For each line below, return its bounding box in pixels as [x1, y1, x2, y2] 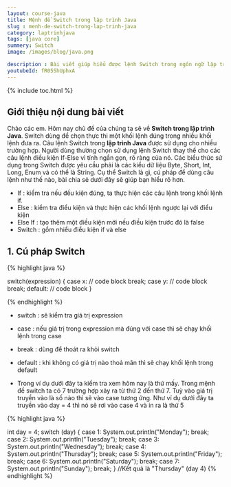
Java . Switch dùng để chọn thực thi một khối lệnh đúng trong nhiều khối [7, 132, 212, 140]
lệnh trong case [16, 332, 62, 340]
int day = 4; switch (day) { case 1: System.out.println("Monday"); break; [7, 428, 210, 436]
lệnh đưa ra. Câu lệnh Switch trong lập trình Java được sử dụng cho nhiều [7, 139, 217, 147]
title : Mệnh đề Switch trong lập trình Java [7, 17, 137, 23]
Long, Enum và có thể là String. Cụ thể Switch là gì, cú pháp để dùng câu [7, 168, 214, 176]
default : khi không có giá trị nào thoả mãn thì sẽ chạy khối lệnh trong [16, 359, 214, 367]
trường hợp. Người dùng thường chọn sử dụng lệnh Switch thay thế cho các [7, 146, 221, 155]
